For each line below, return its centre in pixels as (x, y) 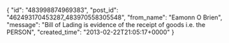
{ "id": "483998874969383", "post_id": (62, 10)
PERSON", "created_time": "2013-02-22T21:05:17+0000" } (90, 32)
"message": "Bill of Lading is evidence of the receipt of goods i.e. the (106, 25)
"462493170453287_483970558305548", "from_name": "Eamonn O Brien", (114, 17)
